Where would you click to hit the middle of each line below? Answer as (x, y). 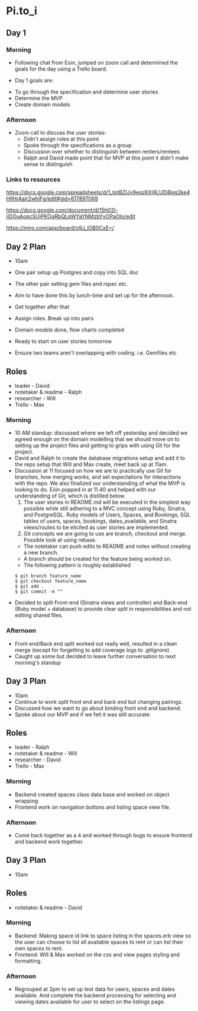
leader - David (32, 386)
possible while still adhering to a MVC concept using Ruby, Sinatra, (105, 509)
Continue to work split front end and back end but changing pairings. (99, 701)
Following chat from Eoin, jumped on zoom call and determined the (96, 62)
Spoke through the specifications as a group (77, 145)
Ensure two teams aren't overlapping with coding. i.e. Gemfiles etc (96, 353)
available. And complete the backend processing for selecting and (95, 996)
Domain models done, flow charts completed (69, 330)
